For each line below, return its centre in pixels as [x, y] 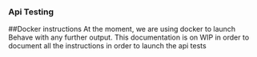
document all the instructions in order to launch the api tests [107, 46]
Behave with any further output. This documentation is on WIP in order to [129, 37]
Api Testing [31, 12]
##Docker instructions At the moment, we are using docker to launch [122, 29]
